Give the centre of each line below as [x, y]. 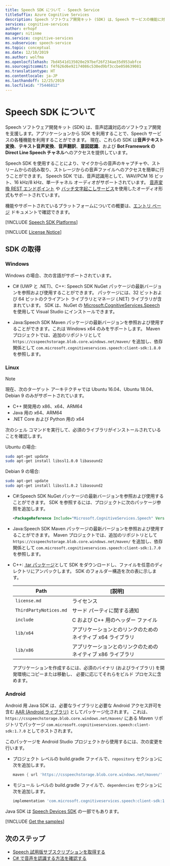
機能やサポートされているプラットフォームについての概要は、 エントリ [78, 205]
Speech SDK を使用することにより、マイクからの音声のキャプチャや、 [78, 163]
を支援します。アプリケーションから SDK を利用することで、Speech [76, 133]
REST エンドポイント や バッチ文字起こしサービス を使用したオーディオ [84, 189]
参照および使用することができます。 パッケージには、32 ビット [87, 293]
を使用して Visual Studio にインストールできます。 [65, 312]
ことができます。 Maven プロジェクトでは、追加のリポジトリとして [87, 535]
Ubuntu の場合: [21, 447]
